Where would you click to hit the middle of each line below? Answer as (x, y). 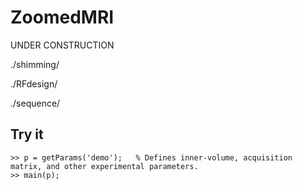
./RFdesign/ (34, 83)
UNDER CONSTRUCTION (62, 45)
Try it (27, 134)
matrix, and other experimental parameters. (104, 166)
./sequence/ (35, 103)
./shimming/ (35, 64)
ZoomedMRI (62, 17)
